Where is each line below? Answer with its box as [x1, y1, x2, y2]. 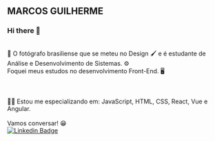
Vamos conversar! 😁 [7, 119, 67, 127]
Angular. [7, 104, 31, 112]
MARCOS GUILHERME [7, 5, 103, 17]
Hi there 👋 [7, 26, 41, 36]
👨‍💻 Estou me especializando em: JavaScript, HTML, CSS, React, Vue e [7, 97, 208, 105]
